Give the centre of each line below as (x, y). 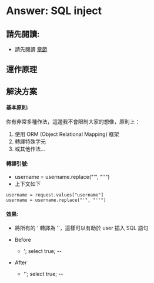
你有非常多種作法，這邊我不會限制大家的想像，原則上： (73, 121)
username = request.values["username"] (55, 195)
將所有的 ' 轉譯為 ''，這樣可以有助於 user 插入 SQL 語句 (81, 228)
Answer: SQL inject (54, 11)
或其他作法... (30, 149)
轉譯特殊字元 (30, 141)
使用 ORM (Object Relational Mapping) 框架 (67, 134)
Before (23, 240)
